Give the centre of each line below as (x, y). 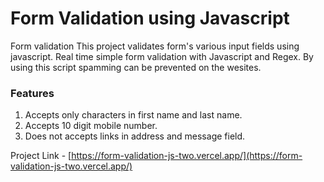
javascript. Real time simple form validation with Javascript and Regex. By (162, 56)
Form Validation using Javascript (150, 18)
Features (32, 93)
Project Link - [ (41, 156)
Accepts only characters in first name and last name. (133, 115)
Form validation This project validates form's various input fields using (155, 46)
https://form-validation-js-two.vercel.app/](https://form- (187, 156)
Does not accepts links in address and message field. (135, 136)
